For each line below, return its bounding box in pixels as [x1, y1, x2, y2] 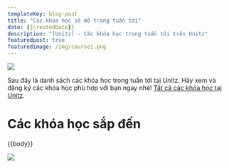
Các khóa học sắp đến [7, 116, 141, 132]
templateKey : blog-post [7, 10, 78, 18]
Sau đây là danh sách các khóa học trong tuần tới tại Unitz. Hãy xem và [7, 76, 216, 84]
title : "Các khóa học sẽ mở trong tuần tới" [7, 17, 142, 24]
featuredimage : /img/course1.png [7, 43, 107, 50]
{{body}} [7, 139, 33, 147]
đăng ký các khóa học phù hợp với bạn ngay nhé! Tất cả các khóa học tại [7, 84, 222, 92]
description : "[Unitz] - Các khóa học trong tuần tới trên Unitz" [7, 30, 208, 38]
